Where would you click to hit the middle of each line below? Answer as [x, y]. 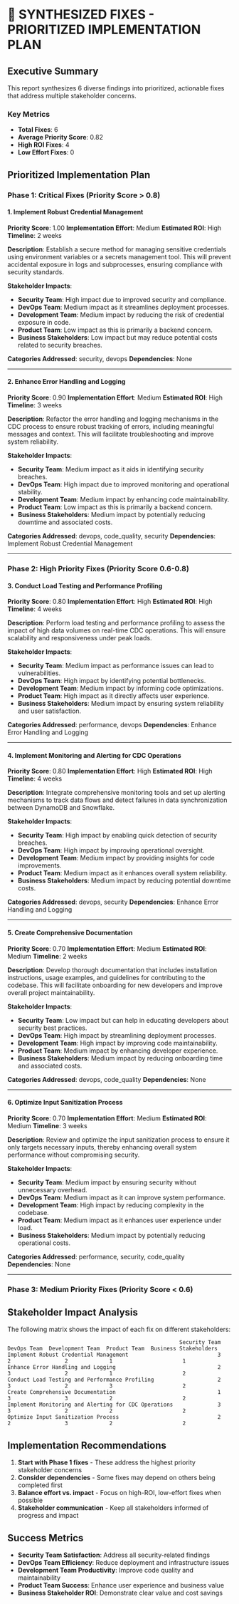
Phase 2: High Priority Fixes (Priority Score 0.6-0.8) [99, 568]
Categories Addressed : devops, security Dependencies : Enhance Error [113, 902]
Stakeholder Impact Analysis [73, 1312]
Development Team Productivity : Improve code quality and [106, 1571]
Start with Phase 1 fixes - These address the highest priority [106, 1462]
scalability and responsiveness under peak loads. [80, 638]
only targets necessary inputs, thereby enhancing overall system [102, 1147]
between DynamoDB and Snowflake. [61, 808]
